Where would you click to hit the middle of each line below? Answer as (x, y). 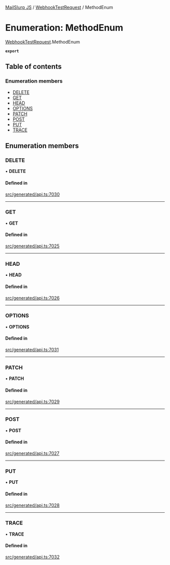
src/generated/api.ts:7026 (32, 298)
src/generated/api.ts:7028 (32, 505)
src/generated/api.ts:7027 (32, 453)
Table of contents (33, 67)
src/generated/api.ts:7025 (32, 246)
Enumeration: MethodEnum (64, 28)
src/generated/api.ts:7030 (32, 194)
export (12, 51)
